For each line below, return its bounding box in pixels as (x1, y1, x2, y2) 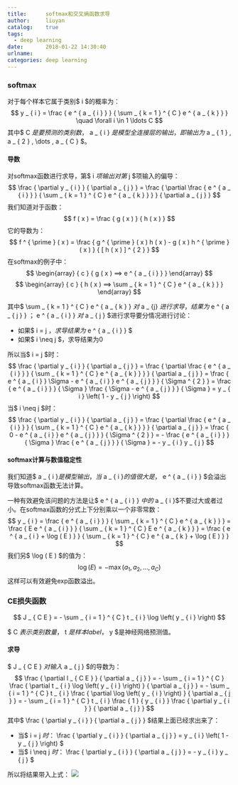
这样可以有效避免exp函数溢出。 (7, 577, 99, 585)
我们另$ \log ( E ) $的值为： (7, 551, 87, 560)
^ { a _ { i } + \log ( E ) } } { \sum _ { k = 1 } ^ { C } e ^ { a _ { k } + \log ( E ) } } (9, 532, 229, 541)
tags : (7, 30, 23, 38)
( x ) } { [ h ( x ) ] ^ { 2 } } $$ (79, 246, 160, 254)
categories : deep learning (7, 57, 87, 64)
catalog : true (7, 23, 59, 31)
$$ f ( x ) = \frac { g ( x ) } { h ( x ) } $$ (63, 215, 175, 223)
